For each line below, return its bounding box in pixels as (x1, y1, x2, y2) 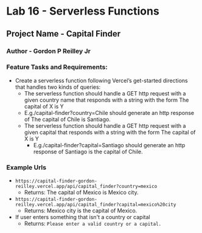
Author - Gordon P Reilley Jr (6, 47, 91, 55)
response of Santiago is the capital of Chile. (33, 148, 143, 155)
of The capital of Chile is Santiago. (24, 116, 111, 123)
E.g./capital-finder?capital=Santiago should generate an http (33, 141, 186, 148)
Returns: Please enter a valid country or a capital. (24, 220, 162, 228)
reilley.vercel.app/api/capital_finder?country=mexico (15, 184, 158, 190)
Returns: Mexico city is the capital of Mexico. (24, 207, 138, 214)
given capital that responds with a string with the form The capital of (24, 128, 196, 136)
